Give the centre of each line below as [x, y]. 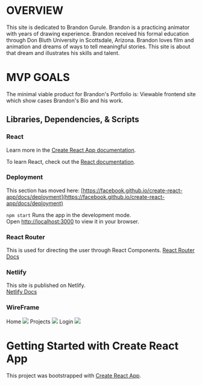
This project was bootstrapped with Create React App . [74, 375]
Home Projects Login [40, 322]
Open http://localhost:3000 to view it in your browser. [73, 221]
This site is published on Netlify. [46, 285]
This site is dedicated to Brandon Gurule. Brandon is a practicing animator [98, 27]
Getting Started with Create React [93, 346]
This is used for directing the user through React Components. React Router [100, 250]
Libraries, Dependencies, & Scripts [73, 119]
